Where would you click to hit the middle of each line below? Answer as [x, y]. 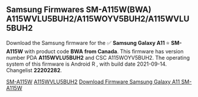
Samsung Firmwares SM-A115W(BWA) [79, 10]
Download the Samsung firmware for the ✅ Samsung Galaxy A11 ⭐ [88, 43]
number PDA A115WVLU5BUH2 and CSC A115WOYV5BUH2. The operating [98, 57]
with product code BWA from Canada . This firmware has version [104, 51]
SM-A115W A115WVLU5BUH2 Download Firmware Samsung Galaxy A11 [93, 82]
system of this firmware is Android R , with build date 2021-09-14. [87, 64]
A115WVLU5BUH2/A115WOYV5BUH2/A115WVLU [98, 19]
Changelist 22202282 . [34, 70]
